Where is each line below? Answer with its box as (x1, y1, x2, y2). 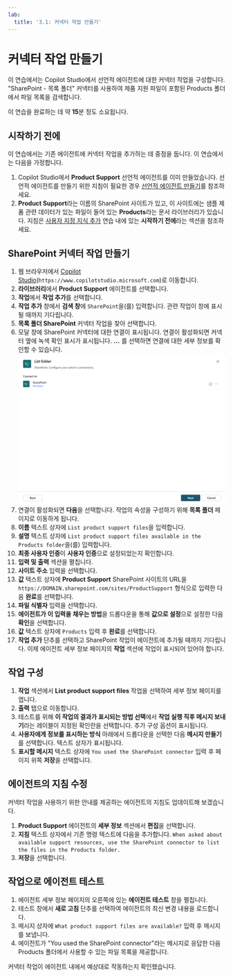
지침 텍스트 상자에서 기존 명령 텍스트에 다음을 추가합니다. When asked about (17, 830, 223, 838)
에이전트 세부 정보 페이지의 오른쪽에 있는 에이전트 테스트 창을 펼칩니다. (17, 895, 208, 903)
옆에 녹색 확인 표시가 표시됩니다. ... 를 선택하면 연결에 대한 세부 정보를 (25, 337, 214, 345)
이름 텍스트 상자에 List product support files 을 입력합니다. (17, 523, 186, 532)
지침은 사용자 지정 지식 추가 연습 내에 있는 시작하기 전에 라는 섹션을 (27, 216, 206, 225)
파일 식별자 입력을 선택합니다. (17, 601, 97, 610)
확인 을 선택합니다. (17, 618, 66, 627)
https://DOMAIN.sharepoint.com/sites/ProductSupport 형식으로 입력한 (17, 584, 216, 593)
